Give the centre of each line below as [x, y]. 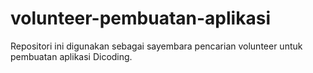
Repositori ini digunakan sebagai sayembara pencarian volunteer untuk [156, 46]
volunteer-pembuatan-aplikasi [140, 18]
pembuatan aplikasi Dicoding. [71, 56]
